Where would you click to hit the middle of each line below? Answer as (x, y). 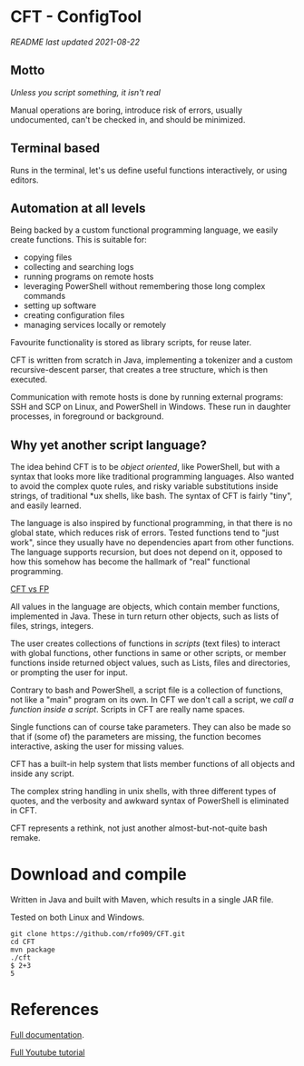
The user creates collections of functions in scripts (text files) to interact (145, 643)
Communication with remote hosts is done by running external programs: (147, 397)
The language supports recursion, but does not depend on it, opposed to (147, 553)
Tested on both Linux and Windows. (78, 917)
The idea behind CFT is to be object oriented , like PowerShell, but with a (145, 467)
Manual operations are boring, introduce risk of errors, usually (127, 110)
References (54, 1010)
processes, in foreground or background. (87, 416)
